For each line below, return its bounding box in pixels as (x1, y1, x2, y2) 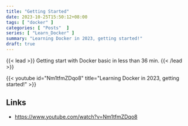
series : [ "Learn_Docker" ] (6, 30, 75, 36)
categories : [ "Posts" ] (6, 24, 69, 31)
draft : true (6, 41, 35, 47)
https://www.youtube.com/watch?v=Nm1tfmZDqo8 (14, 113, 138, 120)
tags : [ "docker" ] (6, 19, 54, 25)
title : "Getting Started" (6, 8, 69, 15)
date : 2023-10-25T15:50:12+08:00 (6, 14, 88, 20)
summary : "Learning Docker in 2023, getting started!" (6, 36, 143, 41)
